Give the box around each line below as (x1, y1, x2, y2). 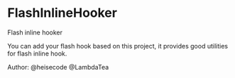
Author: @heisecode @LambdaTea (7, 63, 109, 71)
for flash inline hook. (7, 49, 67, 58)
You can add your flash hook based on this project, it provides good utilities (7, 41, 229, 50)
